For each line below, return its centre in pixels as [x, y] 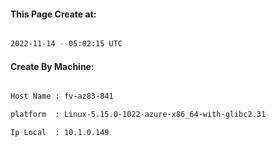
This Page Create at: [53, 14]
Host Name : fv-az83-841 [62, 96]
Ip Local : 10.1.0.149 [60, 133]
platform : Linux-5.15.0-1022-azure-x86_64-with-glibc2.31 [138, 115]
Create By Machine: [52, 66]
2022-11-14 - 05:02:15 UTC [66, 44]
